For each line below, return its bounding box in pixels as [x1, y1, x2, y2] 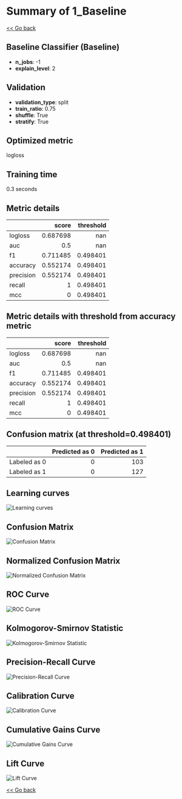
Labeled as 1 [9, 467, 47, 476]
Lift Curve [6, 758, 44, 769]
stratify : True [15, 117, 49, 125]
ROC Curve [6, 589, 50, 600]
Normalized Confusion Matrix [6, 556, 120, 566]
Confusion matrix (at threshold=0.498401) [6, 429, 172, 439]
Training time [6, 169, 58, 180]
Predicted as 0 [52, 447, 95, 456]
